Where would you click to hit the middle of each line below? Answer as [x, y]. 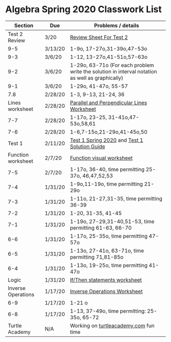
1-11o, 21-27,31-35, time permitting [116, 198]
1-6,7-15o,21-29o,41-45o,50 [109, 132]
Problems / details [117, 25]
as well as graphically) [97, 78]
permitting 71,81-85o [97, 257]
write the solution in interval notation [113, 71]
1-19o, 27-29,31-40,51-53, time [112, 221]
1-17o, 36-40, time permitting [107, 169]
